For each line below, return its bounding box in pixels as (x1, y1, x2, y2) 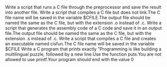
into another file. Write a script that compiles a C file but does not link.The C (5, 9, 161, 15)
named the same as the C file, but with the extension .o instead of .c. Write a (5, 20, 162, 26)
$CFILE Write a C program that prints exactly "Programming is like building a (5, 46, 162, 52)
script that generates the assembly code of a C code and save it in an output (5, 25, 162, 31)
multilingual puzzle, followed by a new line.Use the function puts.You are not (5, 51, 162, 57)
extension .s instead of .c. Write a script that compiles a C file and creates (5, 35, 157, 41)
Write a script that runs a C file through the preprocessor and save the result (5, 4, 162, 10)
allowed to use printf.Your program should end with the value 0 (5, 57, 134, 62)
